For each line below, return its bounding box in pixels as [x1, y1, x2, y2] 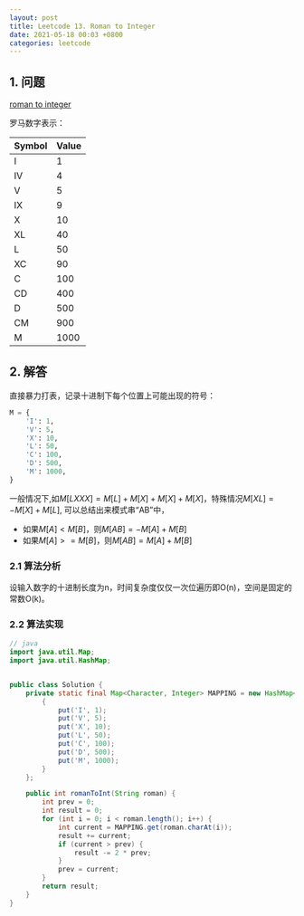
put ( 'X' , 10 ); [57, 722, 111, 731]
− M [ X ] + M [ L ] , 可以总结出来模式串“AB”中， [9, 504, 169, 515]
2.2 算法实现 [9, 617, 64, 630]
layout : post [9, 13, 59, 23]
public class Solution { [9, 680, 103, 689]
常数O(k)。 [9, 594, 50, 605]
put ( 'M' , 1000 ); [57, 756, 119, 765]
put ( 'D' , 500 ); [57, 748, 116, 757]
